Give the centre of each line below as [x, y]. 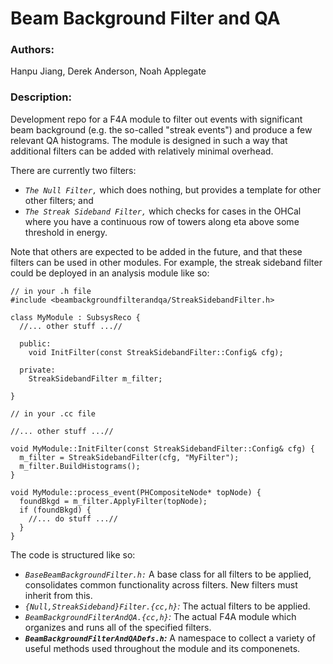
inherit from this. [58, 595]
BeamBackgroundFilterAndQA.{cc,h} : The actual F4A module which [160, 616]
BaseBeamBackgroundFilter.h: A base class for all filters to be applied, [168, 574]
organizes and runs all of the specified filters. [118, 627]
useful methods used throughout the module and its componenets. [162, 648]
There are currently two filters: [73, 170]
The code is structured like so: [73, 554]
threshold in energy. [66, 232]
